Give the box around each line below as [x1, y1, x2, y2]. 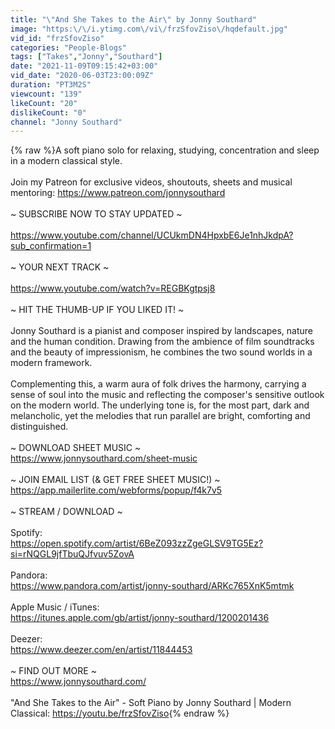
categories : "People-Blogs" [10, 42, 128, 53]
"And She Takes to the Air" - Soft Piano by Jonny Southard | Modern [10, 697, 292, 709]
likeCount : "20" [10, 98, 78, 108]
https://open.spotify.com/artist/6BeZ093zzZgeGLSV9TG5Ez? [10, 537, 264, 550]
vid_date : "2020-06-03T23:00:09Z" [10, 71, 155, 81]
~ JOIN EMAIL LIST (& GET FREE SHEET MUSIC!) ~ [10, 474, 221, 486]
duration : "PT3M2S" [10, 80, 92, 90]
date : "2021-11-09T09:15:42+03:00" [10, 61, 159, 71]
